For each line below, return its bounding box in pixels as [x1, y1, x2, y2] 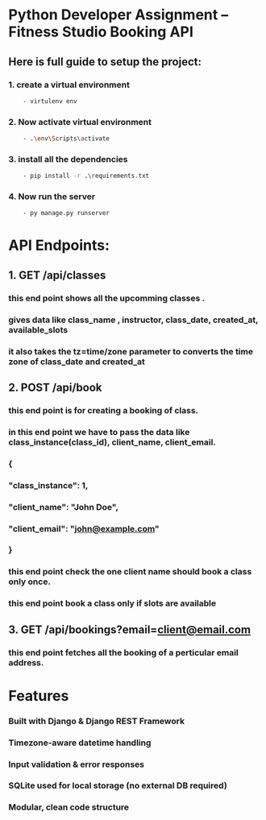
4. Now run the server [8, 191, 95, 202]
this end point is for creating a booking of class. [8, 404, 199, 416]
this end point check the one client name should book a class [8, 566, 252, 578]
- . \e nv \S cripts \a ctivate [23, 135, 110, 143]
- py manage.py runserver [23, 209, 110, 217]
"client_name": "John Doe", [8, 501, 119, 512]
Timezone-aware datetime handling [8, 737, 152, 748]
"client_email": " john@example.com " [8, 523, 160, 534]
